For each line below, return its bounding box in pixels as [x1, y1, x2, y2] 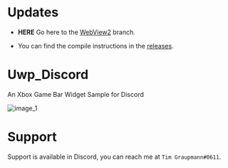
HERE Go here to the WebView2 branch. [17, 28, 135, 36]
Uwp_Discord [7, 67, 89, 83]
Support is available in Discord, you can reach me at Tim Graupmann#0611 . [7, 152, 222, 161]
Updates [7, 4, 59, 21]
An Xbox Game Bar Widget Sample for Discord [7, 90, 145, 98]
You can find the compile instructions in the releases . [17, 41, 174, 50]
